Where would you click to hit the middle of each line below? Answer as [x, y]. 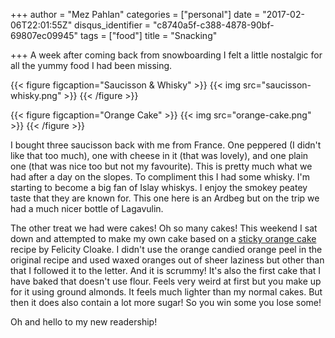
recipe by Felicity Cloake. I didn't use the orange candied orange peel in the [166, 249]
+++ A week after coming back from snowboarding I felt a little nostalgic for [166, 55]
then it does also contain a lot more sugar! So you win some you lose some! [166, 302]
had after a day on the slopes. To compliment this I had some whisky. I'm [160, 177]
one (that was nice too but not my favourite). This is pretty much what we [161, 166]
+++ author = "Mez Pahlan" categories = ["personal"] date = [135, 14]
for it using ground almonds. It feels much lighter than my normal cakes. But [166, 292]
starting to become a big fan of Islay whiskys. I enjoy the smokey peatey [159, 187]
